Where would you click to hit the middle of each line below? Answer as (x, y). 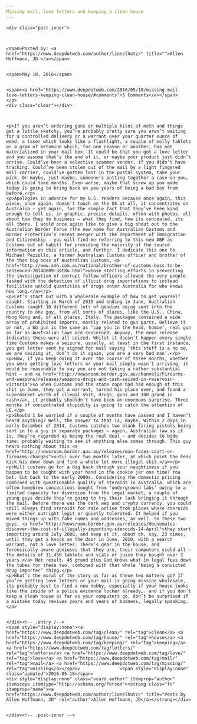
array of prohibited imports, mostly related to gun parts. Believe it (96, 322)
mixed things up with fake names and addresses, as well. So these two (96, 518)
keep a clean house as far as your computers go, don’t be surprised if (97, 596)
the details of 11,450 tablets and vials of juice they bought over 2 (95, 555)
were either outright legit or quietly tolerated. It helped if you (92, 513)
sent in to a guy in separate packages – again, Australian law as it (95, 431)
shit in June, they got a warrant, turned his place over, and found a (96, 389)
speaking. (176, 601)
